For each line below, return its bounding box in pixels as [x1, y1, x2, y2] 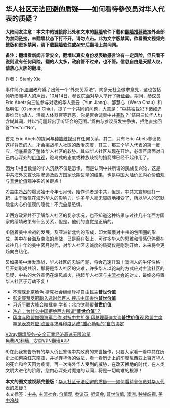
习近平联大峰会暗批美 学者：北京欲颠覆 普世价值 [12, 301, 112, 308]
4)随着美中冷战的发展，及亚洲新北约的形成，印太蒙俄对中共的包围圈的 [5, 229, 152, 235]
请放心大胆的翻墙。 [5, 65, 46, 71]
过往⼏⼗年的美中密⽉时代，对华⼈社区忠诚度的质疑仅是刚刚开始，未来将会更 [5, 242, 165, 248]
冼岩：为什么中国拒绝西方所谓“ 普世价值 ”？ [12, 308, 101, 314]
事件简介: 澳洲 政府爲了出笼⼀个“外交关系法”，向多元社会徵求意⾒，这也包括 [5, 86, 161, 92]
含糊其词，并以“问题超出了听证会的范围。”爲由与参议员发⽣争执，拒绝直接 [5, 118, 158, 124]
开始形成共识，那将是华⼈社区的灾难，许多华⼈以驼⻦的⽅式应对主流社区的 [9, 265, 165, 271]
